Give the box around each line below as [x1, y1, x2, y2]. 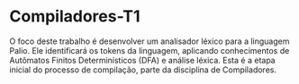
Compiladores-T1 [9, 6, 141, 27]
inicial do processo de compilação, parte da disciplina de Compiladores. [9, 64, 277, 75]
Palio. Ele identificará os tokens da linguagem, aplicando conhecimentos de [9, 45, 290, 55]
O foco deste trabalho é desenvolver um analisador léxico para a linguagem [9, 36, 290, 46]
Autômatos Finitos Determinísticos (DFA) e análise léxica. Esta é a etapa [9, 55, 276, 65]
